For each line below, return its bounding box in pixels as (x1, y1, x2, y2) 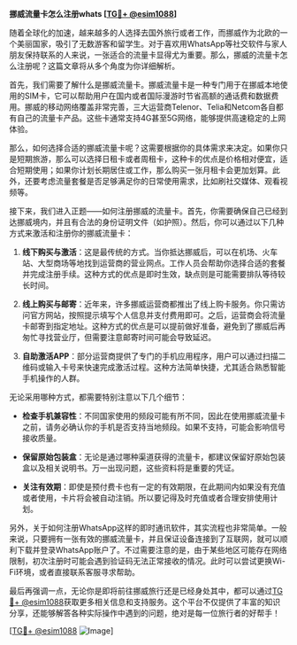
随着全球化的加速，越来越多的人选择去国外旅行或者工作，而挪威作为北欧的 (9, 27, 280, 38)
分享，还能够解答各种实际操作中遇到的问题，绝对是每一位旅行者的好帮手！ (9, 608, 280, 618)
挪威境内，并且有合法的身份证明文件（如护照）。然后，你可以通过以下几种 (16, 217, 285, 227)
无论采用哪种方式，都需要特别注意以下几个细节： (9, 392, 187, 402)
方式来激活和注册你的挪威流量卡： (9, 228, 133, 238)
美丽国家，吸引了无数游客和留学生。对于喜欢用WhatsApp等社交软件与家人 (16, 39, 287, 49)
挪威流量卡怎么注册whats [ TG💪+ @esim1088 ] (9, 9, 178, 19)
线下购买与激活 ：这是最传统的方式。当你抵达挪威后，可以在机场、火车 (21, 247, 278, 257)
